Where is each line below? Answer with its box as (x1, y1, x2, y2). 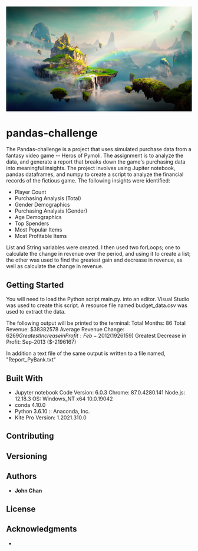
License (6, 504, 36, 514)
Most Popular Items (14, 226, 62, 233)
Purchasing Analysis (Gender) (14, 207, 88, 214)
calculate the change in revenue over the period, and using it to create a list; (6, 250, 191, 257)
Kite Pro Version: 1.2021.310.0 (14, 414, 87, 421)
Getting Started (6, 280, 64, 290)
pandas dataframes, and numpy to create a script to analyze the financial (6, 171, 184, 178)
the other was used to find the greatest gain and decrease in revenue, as (6, 256, 183, 263)
